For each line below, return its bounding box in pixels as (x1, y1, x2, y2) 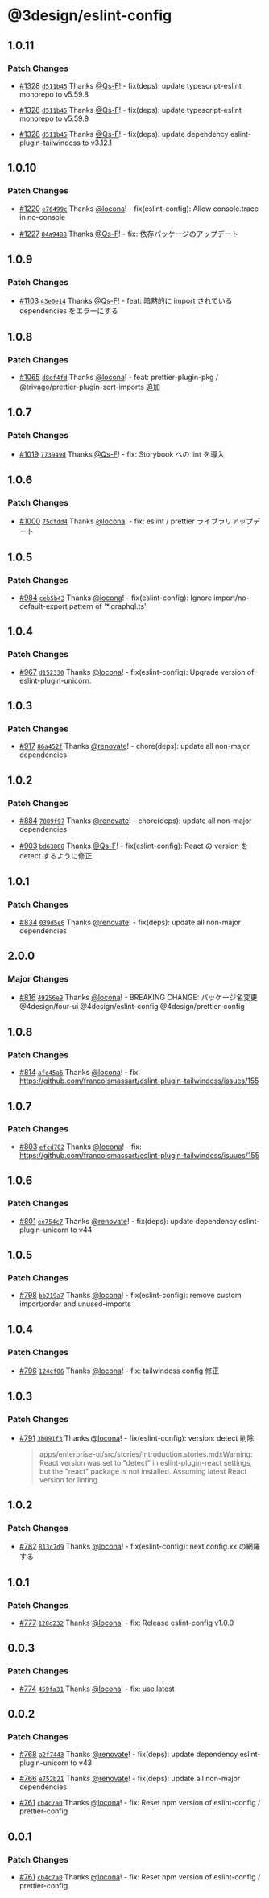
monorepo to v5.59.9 (19, 114, 89, 123)
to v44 (70, 1225, 93, 1234)
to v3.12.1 (82, 138, 112, 147)
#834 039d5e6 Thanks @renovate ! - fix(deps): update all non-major (19, 917, 242, 927)
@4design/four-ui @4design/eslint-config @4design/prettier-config (19, 1002, 245, 1011)
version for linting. (39, 1474, 100, 1484)
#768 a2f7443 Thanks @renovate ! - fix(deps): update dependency (19, 1750, 238, 1759)
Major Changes (7, 974, 69, 985)
